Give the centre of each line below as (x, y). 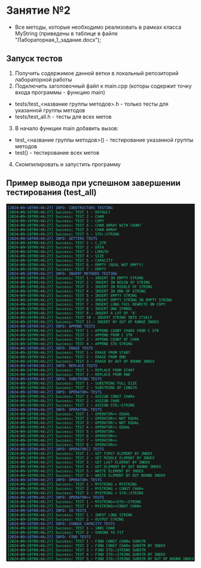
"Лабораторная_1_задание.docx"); (58, 40)
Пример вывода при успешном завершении (93, 183)
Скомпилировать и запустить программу (68, 164)
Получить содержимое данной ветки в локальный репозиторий (97, 73)
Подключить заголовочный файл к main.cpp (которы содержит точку (103, 86)
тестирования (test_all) (51, 193)
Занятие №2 (38, 10)
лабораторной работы (43, 79)
